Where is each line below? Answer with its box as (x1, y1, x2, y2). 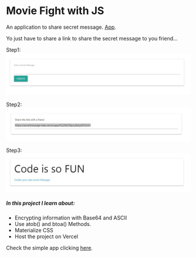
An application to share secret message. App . (6, 23, 116, 31)
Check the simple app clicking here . (6, 245, 93, 252)
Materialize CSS (14, 227, 54, 234)
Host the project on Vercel (14, 233, 78, 240)
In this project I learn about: (6, 199, 75, 207)
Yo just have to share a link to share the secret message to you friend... (6, 35, 178, 42)
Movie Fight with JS (6, 4, 104, 18)
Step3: (6, 147, 22, 154)
